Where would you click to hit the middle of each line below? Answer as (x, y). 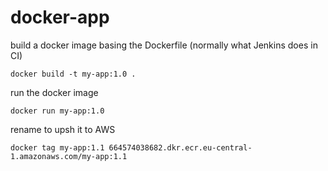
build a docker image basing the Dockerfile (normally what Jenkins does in (164, 45)
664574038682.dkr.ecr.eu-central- (180, 147)
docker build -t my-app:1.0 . (73, 74)
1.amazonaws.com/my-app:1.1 (69, 156)
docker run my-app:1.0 (57, 111)
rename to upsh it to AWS (63, 129)
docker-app (60, 17)
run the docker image (54, 92)
